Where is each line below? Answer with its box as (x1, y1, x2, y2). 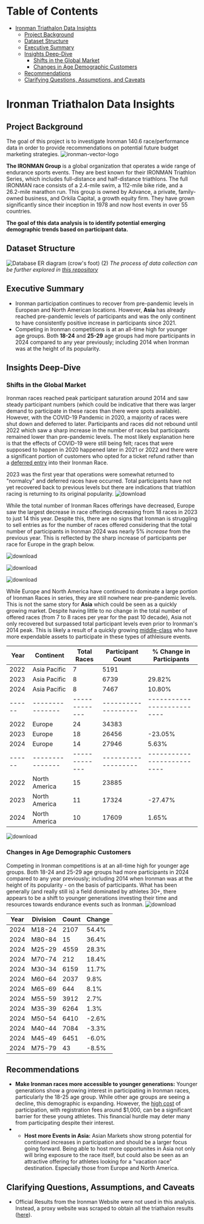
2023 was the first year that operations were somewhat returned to (6, 471, 175, 478)
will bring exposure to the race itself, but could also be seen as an (24, 1152, 189, 1159)
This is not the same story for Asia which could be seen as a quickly (6, 600, 177, 608)
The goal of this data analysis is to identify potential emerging (6, 219, 166, 226)
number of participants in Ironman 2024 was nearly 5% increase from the (6, 528, 191, 535)
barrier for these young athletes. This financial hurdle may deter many (15, 1113, 190, 1120)
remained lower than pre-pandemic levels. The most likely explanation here (6, 433, 195, 441)
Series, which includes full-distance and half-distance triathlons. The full (6, 175, 188, 182)
